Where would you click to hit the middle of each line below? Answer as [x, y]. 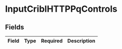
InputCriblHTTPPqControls [61, 9]
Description [81, 41]
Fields [15, 27]
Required [52, 41]
